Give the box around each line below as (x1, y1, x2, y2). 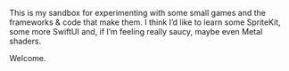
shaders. (9, 35, 42, 46)
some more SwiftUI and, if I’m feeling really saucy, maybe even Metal (9, 27, 263, 36)
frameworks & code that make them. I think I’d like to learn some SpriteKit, (9, 17, 281, 28)
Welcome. (9, 53, 46, 63)
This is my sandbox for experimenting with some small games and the (9, 8, 266, 18)
